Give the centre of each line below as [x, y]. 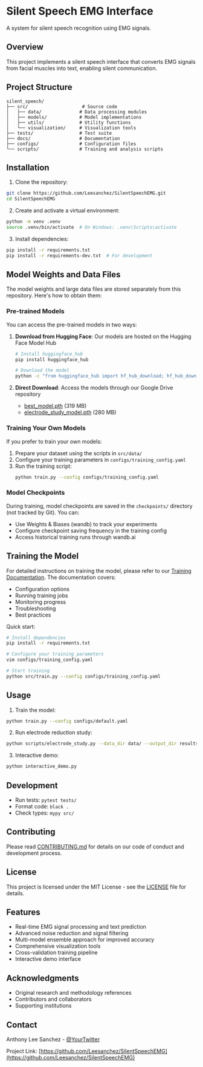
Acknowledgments [43, 978]
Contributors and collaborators [53, 999]
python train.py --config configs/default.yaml [67, 721]
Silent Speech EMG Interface [80, 11]
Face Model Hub [36, 343]
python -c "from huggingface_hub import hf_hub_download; [89, 376]
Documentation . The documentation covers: [61, 577]
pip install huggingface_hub [52, 359]
